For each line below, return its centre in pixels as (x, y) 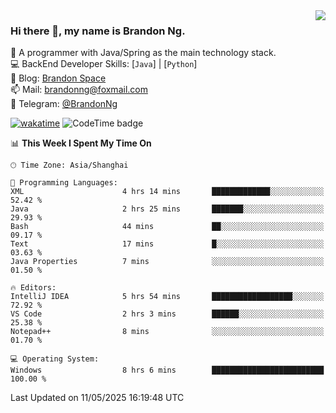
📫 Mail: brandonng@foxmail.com (79, 90)
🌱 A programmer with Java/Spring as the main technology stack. (143, 53)
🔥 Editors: (33, 288)
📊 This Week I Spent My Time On (81, 143)
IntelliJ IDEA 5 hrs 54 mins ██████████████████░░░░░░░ (167, 297)
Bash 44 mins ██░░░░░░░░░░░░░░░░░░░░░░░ (167, 227)
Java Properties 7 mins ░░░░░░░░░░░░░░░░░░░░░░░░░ (167, 262)
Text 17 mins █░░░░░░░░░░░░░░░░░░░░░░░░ (167, 244)
